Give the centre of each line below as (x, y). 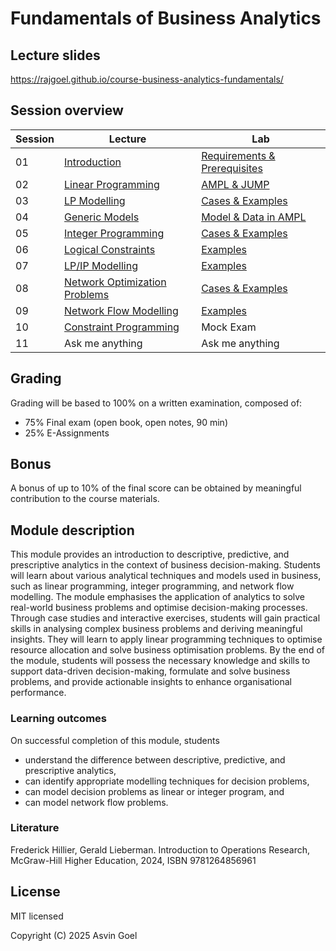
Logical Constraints (110, 249)
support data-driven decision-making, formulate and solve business (150, 671)
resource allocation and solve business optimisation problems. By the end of (167, 650)
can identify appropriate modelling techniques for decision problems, (167, 781)
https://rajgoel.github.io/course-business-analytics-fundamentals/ (147, 79)
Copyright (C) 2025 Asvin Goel (74, 935)
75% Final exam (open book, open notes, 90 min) (126, 422)
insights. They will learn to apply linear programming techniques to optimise (166, 639)
